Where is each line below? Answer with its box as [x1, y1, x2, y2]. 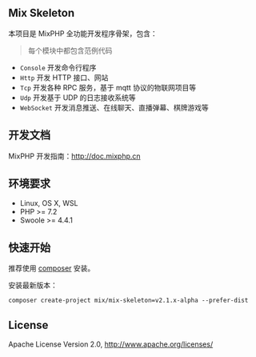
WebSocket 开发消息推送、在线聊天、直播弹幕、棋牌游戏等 [19, 102, 210, 112]
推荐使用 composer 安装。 [8, 263, 95, 273]
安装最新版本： [8, 280, 58, 291]
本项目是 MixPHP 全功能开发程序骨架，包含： [8, 28, 158, 38]
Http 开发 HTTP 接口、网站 [19, 72, 109, 82]
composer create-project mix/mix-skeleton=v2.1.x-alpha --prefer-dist [8, 296, 249, 305]
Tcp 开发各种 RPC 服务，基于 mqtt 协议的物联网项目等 [19, 82, 197, 92]
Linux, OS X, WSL [19, 199, 78, 208]
